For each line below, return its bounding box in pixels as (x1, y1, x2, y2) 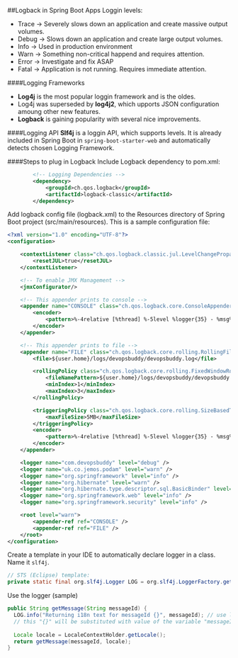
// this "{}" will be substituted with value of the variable (13, 618, 201, 625)
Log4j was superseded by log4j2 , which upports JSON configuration (17, 100, 220, 108)
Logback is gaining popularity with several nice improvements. (17, 115, 201, 123)
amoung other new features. (17, 108, 101, 115)
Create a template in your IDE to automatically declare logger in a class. (7, 550, 216, 559)
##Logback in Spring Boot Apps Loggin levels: (7, 6, 143, 14)
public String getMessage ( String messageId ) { (7, 605, 147, 612)
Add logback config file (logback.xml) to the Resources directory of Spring (7, 210, 225, 219)
